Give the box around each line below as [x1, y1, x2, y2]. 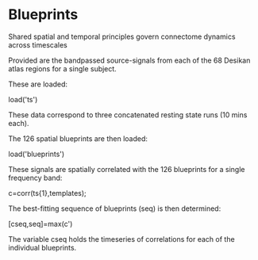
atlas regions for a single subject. [8, 63, 117, 73]
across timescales [8, 40, 67, 49]
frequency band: [8, 173, 63, 182]
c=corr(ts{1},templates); [8, 188, 87, 197]
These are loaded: [8, 79, 68, 89]
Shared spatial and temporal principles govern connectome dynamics [8, 32, 236, 41]
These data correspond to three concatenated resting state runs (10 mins [8, 109, 248, 120]
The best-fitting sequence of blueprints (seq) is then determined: [8, 204, 221, 213]
